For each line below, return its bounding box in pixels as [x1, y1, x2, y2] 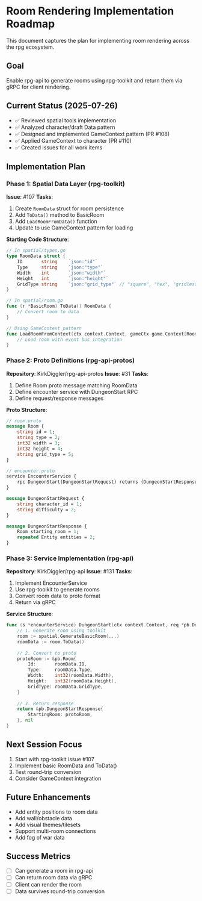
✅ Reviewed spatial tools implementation [14, 116, 117, 124]
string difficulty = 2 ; [17, 507, 77, 513]
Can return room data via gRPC [14, 874, 93, 881]
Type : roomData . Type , [28, 667, 93, 673]
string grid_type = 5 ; [17, 451, 74, 457]
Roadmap [6, 17, 55, 31]
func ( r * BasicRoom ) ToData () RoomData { [6, 303, 112, 310]
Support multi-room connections [14, 827, 96, 835]
